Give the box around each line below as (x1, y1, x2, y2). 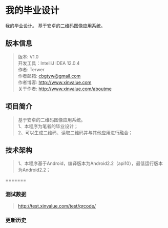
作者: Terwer (17, 66, 45, 72)
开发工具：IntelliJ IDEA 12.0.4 (17, 60, 80, 66)
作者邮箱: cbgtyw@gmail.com (17, 73, 81, 79)
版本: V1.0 (17, 53, 39, 59)
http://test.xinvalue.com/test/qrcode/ (17, 203, 96, 209)
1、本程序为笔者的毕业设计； (17, 123, 78, 129)
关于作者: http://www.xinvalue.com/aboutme (17, 86, 112, 92)
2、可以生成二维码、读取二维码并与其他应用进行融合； (17, 129, 133, 136)
